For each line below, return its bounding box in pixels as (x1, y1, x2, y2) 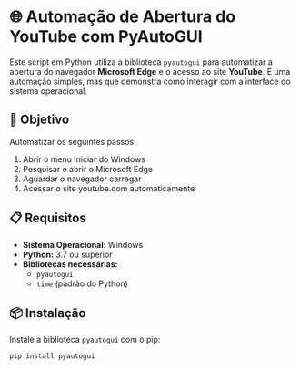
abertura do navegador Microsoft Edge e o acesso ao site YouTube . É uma (9, 66, 291, 77)
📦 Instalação (9, 305, 86, 321)
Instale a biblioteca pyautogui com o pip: (9, 334, 161, 345)
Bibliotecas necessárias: (22, 258, 118, 270)
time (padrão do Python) (35, 278, 129, 289)
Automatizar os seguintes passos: (9, 136, 136, 147)
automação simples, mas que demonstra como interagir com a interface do (9, 76, 291, 87)
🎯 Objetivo (9, 112, 70, 128)
